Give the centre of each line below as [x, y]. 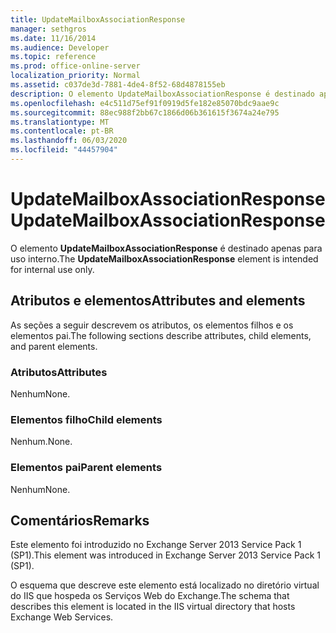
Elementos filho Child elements [86, 419]
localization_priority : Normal [75, 76]
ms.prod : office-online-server [75, 66]
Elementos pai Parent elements [86, 468]
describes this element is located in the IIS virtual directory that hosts [153, 607]
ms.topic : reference [53, 57]
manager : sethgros [48, 29]
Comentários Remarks [80, 520]
